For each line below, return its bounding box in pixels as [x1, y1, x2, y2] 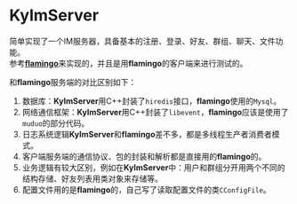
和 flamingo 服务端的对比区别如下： [9, 76, 137, 87]
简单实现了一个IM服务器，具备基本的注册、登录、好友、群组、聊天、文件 [9, 35, 276, 46]
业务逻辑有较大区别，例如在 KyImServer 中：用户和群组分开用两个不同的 [21, 161, 286, 173]
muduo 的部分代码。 [21, 117, 90, 129]
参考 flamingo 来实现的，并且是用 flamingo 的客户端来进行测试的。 [9, 58, 248, 68]
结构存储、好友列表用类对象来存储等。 [21, 173, 163, 184]
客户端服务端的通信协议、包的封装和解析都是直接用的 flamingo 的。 [21, 151, 267, 161]
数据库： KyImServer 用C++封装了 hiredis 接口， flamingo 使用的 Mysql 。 [21, 95, 282, 106]
